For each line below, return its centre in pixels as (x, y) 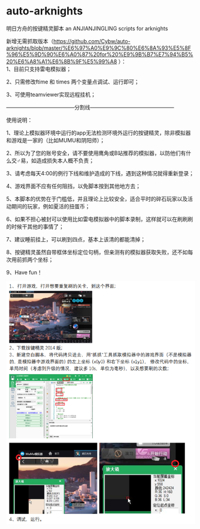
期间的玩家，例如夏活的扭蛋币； (51, 206)
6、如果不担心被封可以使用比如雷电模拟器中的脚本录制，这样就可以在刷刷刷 (100, 219)
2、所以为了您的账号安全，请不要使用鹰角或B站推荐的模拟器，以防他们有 (96, 153)
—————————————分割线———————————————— (90, 107)
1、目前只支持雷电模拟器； (39, 69)
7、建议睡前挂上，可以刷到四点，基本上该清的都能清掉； (76, 239)
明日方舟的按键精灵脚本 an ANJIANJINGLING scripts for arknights (87, 28)
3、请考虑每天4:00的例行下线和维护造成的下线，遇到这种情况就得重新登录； (100, 173)
